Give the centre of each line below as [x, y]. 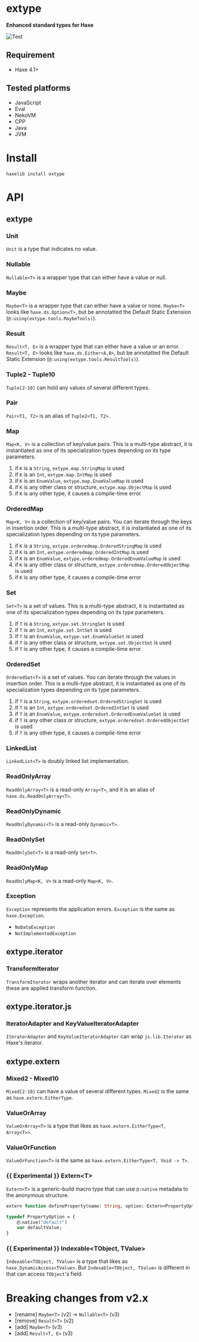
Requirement [31, 55]
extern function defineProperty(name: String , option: [75, 1206]
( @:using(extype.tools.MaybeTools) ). [51, 318]
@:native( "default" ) [42, 1222]
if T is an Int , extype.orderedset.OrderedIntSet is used [82, 708]
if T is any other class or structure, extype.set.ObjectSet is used [93, 642]
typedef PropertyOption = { [41, 1217]
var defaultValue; [39, 1228]
